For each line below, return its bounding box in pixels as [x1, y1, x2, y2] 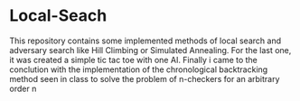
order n [9, 83, 37, 94]
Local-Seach [9, 5, 108, 26]
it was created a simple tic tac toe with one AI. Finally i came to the [9, 54, 258, 65]
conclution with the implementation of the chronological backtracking [9, 64, 268, 75]
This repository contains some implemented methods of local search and [9, 35, 282, 46]
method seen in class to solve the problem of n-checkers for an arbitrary [9, 73, 280, 84]
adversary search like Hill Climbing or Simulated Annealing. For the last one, [9, 44, 292, 55]
